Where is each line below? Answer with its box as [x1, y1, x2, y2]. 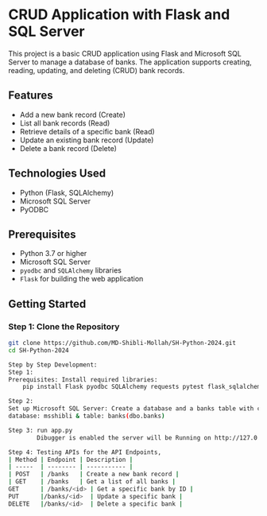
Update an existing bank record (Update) [19, 135, 154, 145]
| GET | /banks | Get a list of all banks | [8, 478, 176, 486]
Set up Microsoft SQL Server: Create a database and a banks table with [8, 405, 254, 413]
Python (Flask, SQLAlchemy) [19, 188, 114, 197]
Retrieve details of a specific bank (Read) [19, 126, 155, 136]
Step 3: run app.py [8, 426, 73, 434]
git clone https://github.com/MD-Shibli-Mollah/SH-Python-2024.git [8, 339, 237, 347]
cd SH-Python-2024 [8, 346, 69, 355]
